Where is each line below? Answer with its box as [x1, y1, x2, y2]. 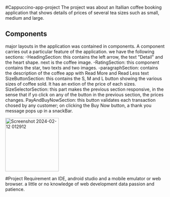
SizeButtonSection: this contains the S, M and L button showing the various [5, 75, 162, 82]
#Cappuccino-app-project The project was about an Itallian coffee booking [5, 5, 162, 10]
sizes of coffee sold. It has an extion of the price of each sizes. [5, 81, 137, 87]
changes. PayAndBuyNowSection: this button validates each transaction [5, 97, 156, 103]
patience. [5, 186, 25, 192]
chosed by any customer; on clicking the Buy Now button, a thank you [5, 102, 152, 108]
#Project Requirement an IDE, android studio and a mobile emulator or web [5, 175, 161, 181]
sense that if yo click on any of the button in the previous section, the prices [5, 91, 164, 98]
